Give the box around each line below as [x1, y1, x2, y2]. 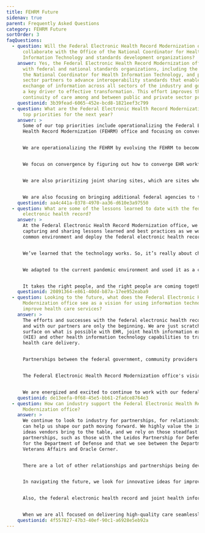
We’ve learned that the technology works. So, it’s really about [22, 250, 192, 256]
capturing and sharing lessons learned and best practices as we [22, 228, 192, 234]
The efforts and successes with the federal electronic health [22, 317, 187, 323]
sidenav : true [6, 15, 43, 21]
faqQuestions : [6, 37, 43, 43]
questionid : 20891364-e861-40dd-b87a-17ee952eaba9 [17, 289, 149, 295]
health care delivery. [22, 340, 81, 346]
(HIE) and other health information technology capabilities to [22, 334, 190, 340]
